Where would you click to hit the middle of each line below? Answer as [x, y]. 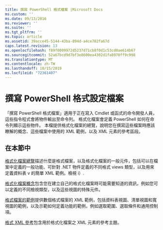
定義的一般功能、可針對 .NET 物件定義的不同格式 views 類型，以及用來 [84, 167]
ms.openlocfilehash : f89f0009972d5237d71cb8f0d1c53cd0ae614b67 [70, 50]
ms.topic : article [24, 37]
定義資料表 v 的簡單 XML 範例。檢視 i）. [45, 173]
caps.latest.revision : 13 [31, 46]
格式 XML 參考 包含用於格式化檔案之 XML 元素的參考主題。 [63, 222]
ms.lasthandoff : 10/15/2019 [33, 69]
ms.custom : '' [19, 14]
